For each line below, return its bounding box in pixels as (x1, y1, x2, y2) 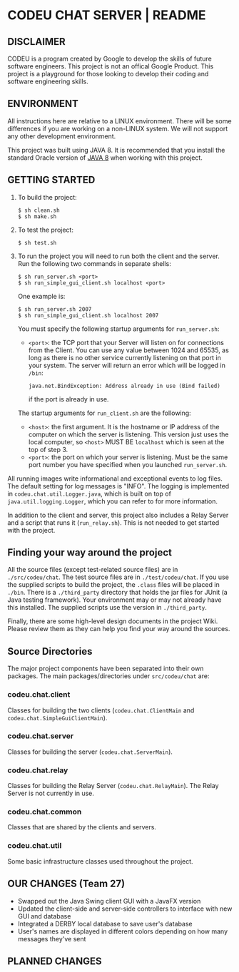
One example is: (17, 292, 66, 300)
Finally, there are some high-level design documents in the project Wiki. (7, 617, 218, 625)
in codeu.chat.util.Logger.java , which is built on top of (7, 489, 171, 498)
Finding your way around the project (7, 546, 173, 559)
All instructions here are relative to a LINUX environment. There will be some (7, 116, 232, 125)
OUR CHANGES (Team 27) (7, 878, 126, 890)
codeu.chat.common (7, 807, 82, 817)
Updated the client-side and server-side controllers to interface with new (17, 904, 233, 913)
